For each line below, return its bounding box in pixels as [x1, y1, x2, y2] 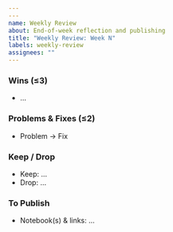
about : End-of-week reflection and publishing [8, 26, 166, 34]
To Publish [8, 197, 50, 208]
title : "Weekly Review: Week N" [8, 33, 116, 42]
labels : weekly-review [8, 41, 84, 49]
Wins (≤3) [8, 75, 48, 86]
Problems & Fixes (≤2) [8, 113, 96, 124]
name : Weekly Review [8, 19, 77, 27]
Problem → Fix [19, 131, 69, 140]
